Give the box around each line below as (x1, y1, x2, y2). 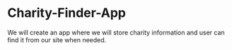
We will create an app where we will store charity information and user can (7, 28, 225, 37)
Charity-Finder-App (7, 5, 126, 21)
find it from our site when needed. (7, 35, 107, 44)
